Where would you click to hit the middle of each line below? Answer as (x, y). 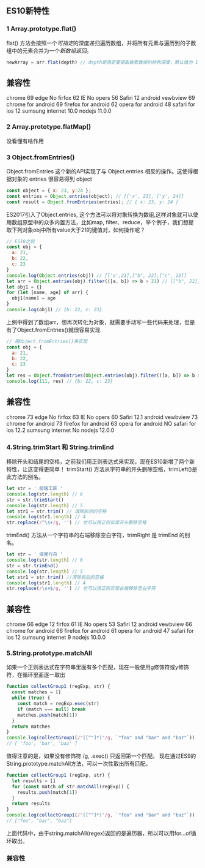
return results (31, 804)
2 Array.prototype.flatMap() (49, 127)
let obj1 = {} (24, 287)
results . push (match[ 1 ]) (48, 792)
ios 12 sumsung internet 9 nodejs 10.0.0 (56, 637)
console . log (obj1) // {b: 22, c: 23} (54, 310)
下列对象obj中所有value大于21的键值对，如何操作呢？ (78, 230)
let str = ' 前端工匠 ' (34, 489)
